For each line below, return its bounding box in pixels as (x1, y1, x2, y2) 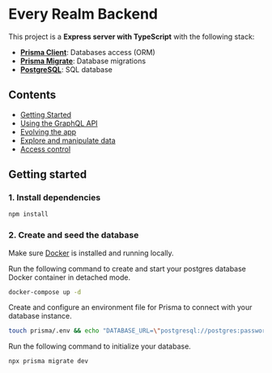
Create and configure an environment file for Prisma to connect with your (8, 302, 253, 312)
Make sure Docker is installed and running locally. (8, 248, 174, 258)
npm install (8, 210, 49, 219)
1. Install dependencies (8, 192, 101, 204)
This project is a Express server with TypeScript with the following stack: (8, 32, 255, 41)
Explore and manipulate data (19, 135, 116, 145)
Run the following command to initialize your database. (8, 341, 192, 351)
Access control (19, 144, 71, 154)
